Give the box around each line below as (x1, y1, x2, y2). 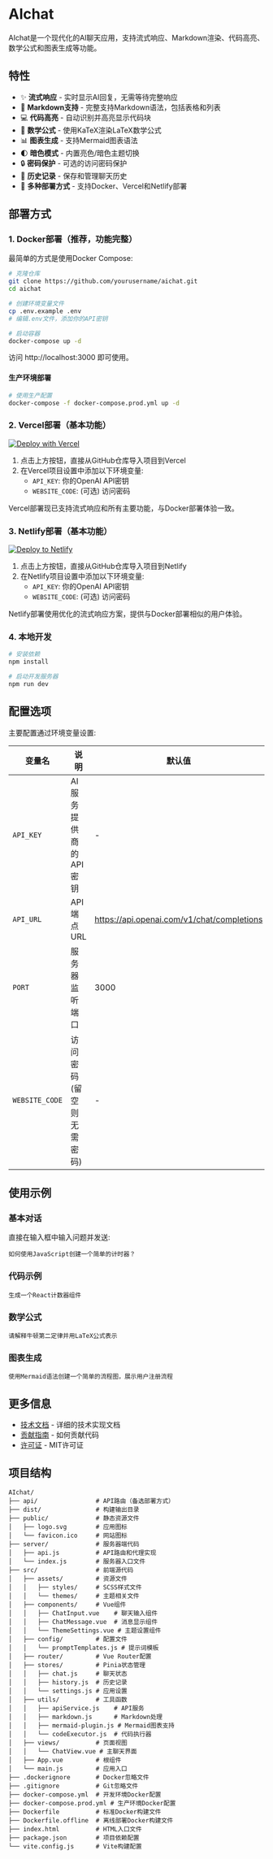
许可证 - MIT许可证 (19, 1440, 84, 1449)
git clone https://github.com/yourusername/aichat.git (8, 277, 198, 285)
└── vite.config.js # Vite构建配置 (8, 1842, 142, 1850)
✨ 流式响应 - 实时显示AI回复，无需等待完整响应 (19, 92, 178, 102)
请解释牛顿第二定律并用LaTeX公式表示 (8, 1331, 118, 1340)
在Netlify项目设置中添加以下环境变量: (19, 571, 145, 581)
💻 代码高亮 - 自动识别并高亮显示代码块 (19, 112, 152, 122)
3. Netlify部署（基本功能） (8, 525, 112, 536)
